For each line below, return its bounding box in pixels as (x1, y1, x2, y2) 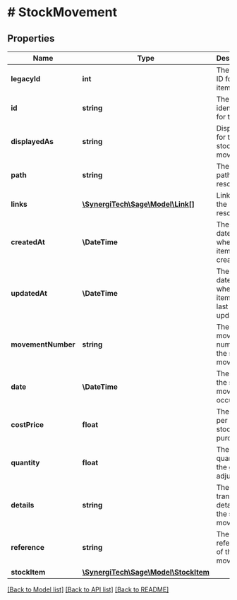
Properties (7, 32, 55, 44)
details (11, 500, 35, 510)
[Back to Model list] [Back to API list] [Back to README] (7, 585, 169, 594)
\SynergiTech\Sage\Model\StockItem (82, 568, 210, 577)
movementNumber (11, 340, 75, 349)
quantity (11, 458, 40, 467)
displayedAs (11, 137, 54, 146)
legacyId (11, 74, 41, 83)
